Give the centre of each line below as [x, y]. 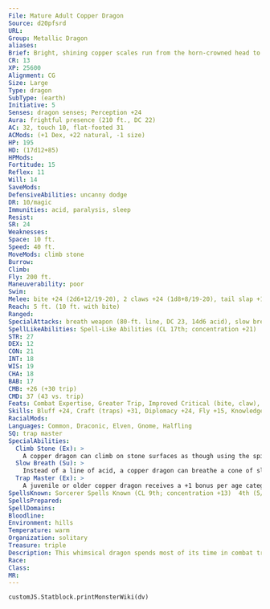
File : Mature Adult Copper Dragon [66, 16]
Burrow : [21, 262]
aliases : [23, 46]
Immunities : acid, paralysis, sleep [70, 209]
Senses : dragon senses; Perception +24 [75, 113]
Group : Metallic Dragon [48, 38]
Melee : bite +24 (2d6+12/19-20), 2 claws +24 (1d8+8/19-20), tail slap [131, 299]
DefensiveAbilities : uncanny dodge [68, 195]
